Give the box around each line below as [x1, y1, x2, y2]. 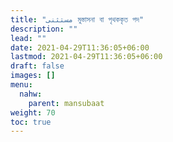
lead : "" [10, 33, 47, 43]
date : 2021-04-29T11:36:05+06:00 [10, 42, 150, 53]
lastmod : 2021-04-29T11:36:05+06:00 [10, 52, 163, 62]
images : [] [10, 71, 56, 81]
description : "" [10, 24, 78, 34]
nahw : [19, 89, 43, 99]
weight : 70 [10, 107, 56, 118]
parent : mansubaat [28, 98, 105, 108]
